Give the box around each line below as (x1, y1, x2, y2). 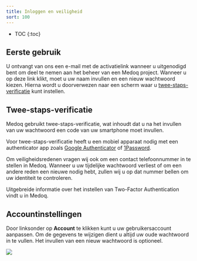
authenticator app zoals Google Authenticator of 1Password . (6, 145, 151, 152)
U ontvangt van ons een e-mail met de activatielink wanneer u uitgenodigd (6, 63, 186, 70)
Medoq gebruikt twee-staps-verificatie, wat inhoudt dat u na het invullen (6, 121, 182, 128)
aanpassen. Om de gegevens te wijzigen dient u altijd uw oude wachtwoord (6, 230, 189, 238)
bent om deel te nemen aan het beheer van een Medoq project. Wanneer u (6, 69, 186, 76)
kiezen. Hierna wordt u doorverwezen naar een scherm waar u (6, 82, 157, 89)
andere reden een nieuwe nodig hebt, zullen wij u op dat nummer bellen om (6, 168, 189, 175)
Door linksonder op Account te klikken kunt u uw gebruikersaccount (6, 225, 172, 232)
